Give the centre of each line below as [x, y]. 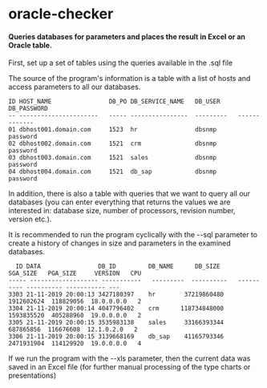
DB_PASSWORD [28, 109]
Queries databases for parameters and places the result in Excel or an [127, 36]
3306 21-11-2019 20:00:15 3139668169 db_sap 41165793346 [116, 337]
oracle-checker [61, 14]
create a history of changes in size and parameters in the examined [119, 243]
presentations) [32, 376]
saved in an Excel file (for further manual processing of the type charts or [129, 367]
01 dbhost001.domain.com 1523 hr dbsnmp [113, 130]
